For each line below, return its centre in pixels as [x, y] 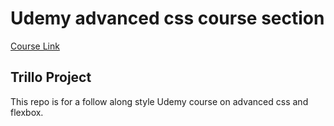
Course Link [35, 46]
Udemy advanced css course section [167, 18]
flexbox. [27, 112]
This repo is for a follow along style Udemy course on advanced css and [159, 101]
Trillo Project [51, 77]
